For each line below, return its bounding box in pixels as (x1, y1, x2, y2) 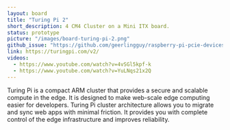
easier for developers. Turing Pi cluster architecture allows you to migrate (7, 101, 214, 109)
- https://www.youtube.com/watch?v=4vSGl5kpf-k (13, 61, 152, 68)
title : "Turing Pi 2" (7, 16, 69, 23)
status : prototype (7, 29, 60, 36)
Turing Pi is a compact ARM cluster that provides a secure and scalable (7, 86, 208, 94)
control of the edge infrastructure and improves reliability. (7, 115, 170, 123)
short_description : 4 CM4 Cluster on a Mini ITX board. (7, 23, 170, 29)
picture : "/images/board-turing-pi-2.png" (7, 36, 130, 42)
